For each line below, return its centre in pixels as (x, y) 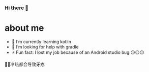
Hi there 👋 (17, 8)
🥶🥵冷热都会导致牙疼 (25, 64)
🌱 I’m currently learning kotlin (42, 42)
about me (24, 28)
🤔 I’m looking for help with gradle (45, 47)
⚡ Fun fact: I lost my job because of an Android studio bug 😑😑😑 (78, 52)
